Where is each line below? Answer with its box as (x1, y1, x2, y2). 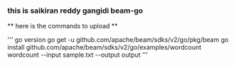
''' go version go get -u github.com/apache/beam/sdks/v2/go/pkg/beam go (7, 35, 229, 44)
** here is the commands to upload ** (7, 22, 119, 31)
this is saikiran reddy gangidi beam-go (7, 6, 144, 16)
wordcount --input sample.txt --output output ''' (7, 50, 148, 59)
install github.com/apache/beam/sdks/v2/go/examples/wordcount (7, 43, 202, 52)
